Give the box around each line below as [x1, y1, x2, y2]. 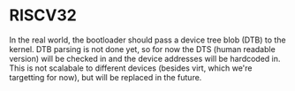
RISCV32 [9, 5, 77, 26]
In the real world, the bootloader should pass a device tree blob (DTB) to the [9, 34, 286, 45]
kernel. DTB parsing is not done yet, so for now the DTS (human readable [9, 43, 276, 54]
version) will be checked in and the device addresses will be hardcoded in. [9, 53, 281, 64]
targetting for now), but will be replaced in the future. [9, 72, 202, 82]
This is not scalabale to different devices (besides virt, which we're [9, 63, 253, 73]
